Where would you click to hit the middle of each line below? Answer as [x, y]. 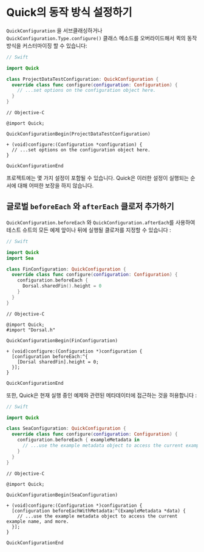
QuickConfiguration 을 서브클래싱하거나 [54, 30]
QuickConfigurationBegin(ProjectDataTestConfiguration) [78, 134]
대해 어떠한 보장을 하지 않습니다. [56, 185]
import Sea [20, 258]
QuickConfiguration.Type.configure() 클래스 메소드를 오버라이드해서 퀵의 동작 [102, 38]
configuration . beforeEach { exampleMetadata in [78, 440]
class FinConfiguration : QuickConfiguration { [66, 269]
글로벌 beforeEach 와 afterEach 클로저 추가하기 [90, 206]
